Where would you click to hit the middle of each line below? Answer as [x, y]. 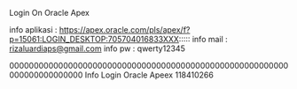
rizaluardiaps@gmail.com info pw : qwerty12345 [98, 48]
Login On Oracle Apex [50, 13]
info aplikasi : [33, 30]
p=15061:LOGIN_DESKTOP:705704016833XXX [94, 39]
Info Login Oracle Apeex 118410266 [149, 75]
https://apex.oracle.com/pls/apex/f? [125, 30]
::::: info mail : [203, 39]
